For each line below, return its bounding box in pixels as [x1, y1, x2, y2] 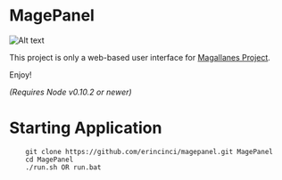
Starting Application [9, 118, 162, 138]
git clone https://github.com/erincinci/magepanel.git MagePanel [25, 147, 274, 156]
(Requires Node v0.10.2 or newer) [9, 86, 132, 97]
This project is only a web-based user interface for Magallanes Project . [9, 52, 270, 62]
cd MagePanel [25, 155, 74, 164]
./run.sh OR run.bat [25, 162, 102, 172]
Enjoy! [9, 69, 33, 80]
